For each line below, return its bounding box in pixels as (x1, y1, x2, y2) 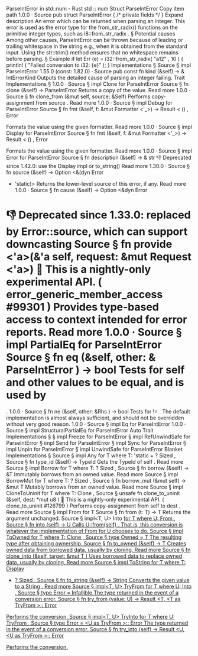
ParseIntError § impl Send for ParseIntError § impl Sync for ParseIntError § (6, 439, 186, 446)
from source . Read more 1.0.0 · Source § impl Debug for (35, 99, 173, 106)
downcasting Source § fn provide (6, 238, 173, 251)
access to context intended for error (6, 313, 187, 327)
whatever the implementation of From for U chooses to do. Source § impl (6, 527, 184, 534)
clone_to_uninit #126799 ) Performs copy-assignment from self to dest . (6, 502, 181, 509)
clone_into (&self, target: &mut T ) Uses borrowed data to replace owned (6, 552, 183, 560)
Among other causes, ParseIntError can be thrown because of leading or (6, 37, 183, 43)
